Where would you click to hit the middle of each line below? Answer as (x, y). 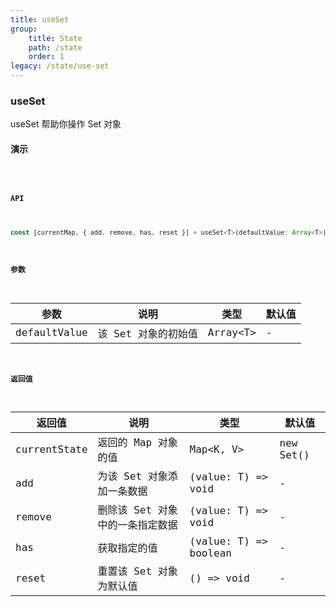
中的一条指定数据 (137, 525)
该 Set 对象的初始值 (147, 333)
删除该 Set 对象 (137, 510)
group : (24, 29)
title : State (55, 38)
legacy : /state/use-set (60, 66)
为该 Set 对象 (132, 476)
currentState (51, 449)
